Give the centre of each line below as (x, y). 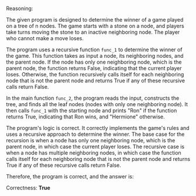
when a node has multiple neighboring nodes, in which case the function (94, 153)
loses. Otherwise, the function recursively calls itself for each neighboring (95, 74)
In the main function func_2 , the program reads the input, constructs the (93, 98)
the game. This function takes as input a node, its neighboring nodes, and (95, 56)
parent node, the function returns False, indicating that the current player (94, 68)
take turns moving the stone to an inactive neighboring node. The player (93, 32)
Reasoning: (20, 8)
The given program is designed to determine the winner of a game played (95, 20)
